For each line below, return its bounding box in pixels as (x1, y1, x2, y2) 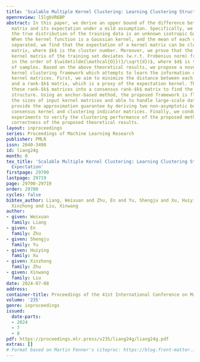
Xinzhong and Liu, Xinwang (11, 203, 79, 209)
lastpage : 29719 (6, 175, 46, 181)
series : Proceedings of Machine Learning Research (6, 131, 135, 137)
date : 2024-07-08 (6, 280, 49, 286)
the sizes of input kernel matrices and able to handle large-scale (11, 97, 185, 103)
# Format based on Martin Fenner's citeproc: (6, 347, 121, 353)
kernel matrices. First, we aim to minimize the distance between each (11, 75, 193, 81)
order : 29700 (6, 186, 39, 192)
